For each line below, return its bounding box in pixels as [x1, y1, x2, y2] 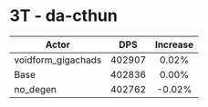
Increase [154, 38, 194, 51]
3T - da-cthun [9, 5, 119, 26]
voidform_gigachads [14, 53, 102, 66]
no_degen [14, 83, 57, 95]
